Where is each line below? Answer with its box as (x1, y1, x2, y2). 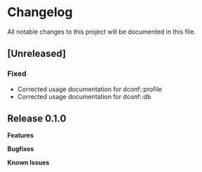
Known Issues (7, 159, 50, 167)
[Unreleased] (7, 48, 67, 60)
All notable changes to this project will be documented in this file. (7, 27, 196, 36)
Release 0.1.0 (7, 113, 67, 125)
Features (7, 131, 34, 140)
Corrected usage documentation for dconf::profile (17, 85, 163, 93)
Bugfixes (7, 145, 34, 153)
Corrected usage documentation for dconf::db (17, 92, 151, 100)
